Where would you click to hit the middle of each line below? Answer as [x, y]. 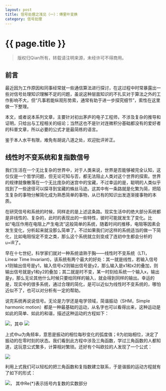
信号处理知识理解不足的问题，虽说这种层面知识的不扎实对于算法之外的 [85, 94]
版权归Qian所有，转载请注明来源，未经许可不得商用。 [72, 58]
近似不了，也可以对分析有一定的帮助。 [44, 290]
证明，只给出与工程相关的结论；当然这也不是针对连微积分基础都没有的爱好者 [83, 123]
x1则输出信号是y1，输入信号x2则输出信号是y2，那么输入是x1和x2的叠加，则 [82, 265]
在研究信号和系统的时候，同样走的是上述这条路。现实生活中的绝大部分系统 [81, 211]
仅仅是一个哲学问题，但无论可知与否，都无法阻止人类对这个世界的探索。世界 [83, 176]
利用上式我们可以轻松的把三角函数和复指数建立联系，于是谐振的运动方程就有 [83, 366]
